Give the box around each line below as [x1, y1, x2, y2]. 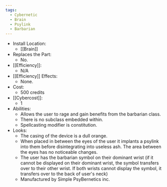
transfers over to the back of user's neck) [20, 171, 108, 177]
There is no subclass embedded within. [20, 116, 104, 123]
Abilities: [12, 106, 31, 112]
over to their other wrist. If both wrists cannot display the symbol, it [20, 166, 162, 172]
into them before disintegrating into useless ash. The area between [20, 144, 162, 150]
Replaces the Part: [12, 52, 52, 58]
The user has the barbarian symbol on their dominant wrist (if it [20, 154, 154, 161]
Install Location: [12, 40, 46, 46]
